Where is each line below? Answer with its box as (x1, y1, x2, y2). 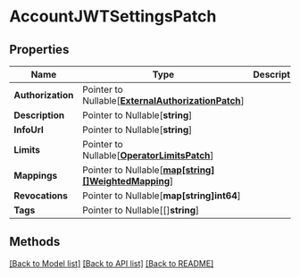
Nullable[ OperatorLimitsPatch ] (81, 149, 214, 162)
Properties (9, 42, 70, 57)
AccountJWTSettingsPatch (9, 6, 217, 27)
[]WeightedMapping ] (81, 175, 174, 187)
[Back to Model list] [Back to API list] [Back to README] (9, 257, 214, 269)
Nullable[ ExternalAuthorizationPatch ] (81, 95, 245, 106)
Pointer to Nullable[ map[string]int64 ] (81, 189, 241, 202)
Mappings (13, 170, 58, 181)
